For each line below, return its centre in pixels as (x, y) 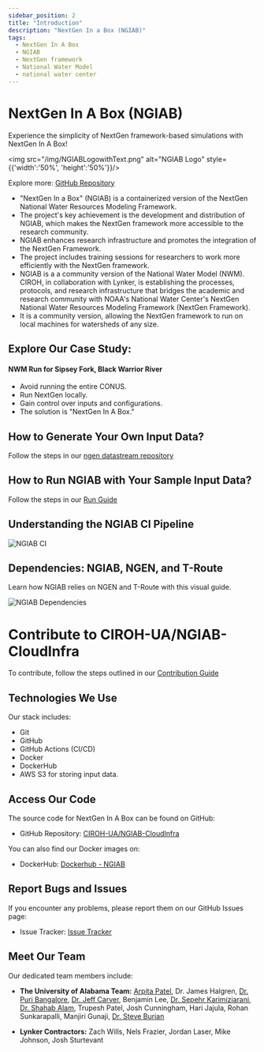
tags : (17, 38)
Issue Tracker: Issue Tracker (65, 931)
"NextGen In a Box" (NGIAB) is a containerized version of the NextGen (134, 198)
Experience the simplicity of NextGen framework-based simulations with (126, 135)
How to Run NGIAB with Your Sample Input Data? (130, 480)
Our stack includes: (40, 717)
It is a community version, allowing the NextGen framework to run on (131, 315)
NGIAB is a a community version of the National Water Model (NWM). (132, 273)
